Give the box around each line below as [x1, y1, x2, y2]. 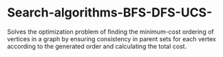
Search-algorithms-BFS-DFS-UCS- [7, 5, 213, 21]
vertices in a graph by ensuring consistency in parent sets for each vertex [7, 34, 217, 43]
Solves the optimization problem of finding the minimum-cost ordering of [7, 27, 215, 36]
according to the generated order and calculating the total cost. [7, 42, 187, 50]
